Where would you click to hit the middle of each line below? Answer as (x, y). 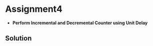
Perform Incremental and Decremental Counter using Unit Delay (80, 23)
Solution (18, 38)
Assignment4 (34, 9)
